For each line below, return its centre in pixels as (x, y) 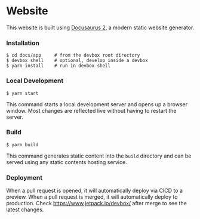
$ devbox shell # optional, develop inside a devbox (77, 61)
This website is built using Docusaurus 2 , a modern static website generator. (100, 27)
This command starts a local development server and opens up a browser (97, 104)
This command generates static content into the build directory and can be (99, 156)
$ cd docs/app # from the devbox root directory (73, 55)
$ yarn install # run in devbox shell (59, 66)
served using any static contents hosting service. (67, 162)
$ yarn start (22, 93)
